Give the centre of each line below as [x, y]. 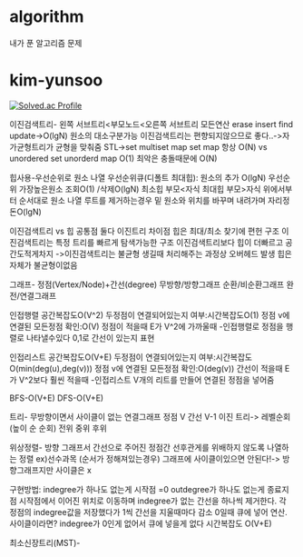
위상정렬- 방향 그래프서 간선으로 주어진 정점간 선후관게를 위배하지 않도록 [137, 447]
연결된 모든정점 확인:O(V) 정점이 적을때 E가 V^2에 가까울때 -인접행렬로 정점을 [147, 326]
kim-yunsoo [56, 80]
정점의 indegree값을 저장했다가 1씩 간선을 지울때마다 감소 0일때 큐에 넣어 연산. [148, 512]
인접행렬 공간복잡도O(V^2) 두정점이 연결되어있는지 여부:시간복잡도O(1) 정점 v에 [150, 314]
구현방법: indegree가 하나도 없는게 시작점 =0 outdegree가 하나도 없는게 [137, 489]
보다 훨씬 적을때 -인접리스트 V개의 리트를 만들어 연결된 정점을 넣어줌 [154, 380]
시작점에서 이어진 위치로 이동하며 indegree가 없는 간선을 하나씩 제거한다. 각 [153, 501]
